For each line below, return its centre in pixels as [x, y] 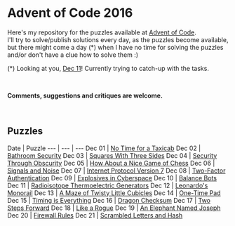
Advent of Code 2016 [70, 13]
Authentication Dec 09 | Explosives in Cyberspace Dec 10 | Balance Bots [112, 178]
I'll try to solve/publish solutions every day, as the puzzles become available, [118, 39]
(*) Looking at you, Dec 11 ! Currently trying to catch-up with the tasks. [108, 68]
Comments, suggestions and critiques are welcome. [85, 95]
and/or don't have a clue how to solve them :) [73, 55]
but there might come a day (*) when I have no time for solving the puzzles [115, 47]
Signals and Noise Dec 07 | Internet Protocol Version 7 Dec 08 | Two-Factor [116, 171]
